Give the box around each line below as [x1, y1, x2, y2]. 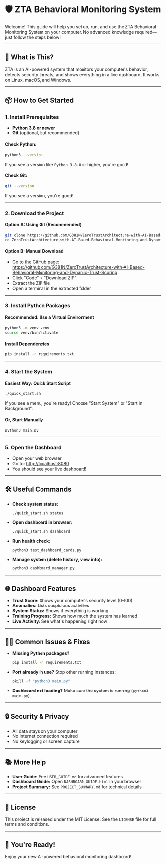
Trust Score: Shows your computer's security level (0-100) [12, 598, 133, 604]
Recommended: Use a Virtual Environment [5, 314, 95, 320]
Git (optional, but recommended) [12, 130, 80, 136]
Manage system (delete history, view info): [12, 557, 102, 562]
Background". [5, 405, 33, 411]
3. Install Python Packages [5, 302, 71, 309]
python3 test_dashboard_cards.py [12, 547, 82, 553]
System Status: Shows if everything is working [12, 608, 109, 614]
